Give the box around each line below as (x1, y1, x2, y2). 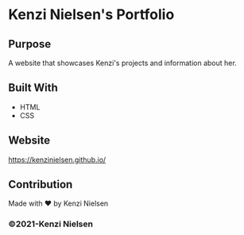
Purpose (8, 37, 52, 51)
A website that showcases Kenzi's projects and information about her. (8, 58, 237, 67)
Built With (8, 81, 58, 94)
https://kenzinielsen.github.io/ (8, 155, 107, 164)
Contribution (8, 178, 73, 191)
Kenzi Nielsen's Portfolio (8, 6, 175, 24)
